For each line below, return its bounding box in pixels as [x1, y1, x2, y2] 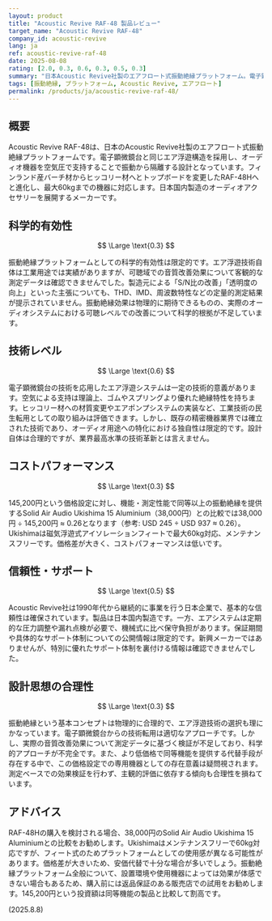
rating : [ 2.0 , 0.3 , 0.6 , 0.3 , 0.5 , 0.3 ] [8, 65, 147, 73]
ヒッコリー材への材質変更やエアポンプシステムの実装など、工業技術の [21, 402, 256, 413]
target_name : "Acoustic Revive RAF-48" [8, 27, 143, 35]
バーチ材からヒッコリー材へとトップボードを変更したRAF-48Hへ [43, 172, 259, 182]
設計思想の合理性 [8, 679, 94, 693]
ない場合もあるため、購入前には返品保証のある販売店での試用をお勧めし [15, 879, 257, 889]
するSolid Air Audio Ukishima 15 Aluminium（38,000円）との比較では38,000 [8, 507, 263, 518]
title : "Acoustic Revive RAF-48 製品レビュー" [8, 19, 161, 28]
